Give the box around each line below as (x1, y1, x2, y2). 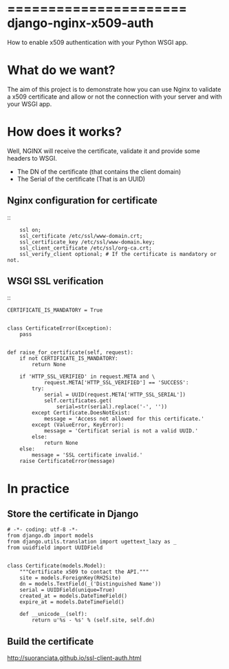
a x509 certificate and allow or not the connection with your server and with (7, 92, 222, 101)
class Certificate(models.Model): (7, 563, 107, 570)
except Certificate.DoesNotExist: (32, 410, 131, 417)
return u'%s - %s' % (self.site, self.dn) (32, 617, 155, 624)
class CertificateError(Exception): (7, 325, 112, 332)
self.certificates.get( (43, 397, 112, 404)
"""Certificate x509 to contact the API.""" (19, 568, 149, 576)
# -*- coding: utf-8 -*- (7, 526, 78, 533)
